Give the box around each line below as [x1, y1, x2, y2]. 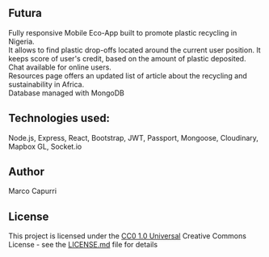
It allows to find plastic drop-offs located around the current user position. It [8, 44, 261, 55]
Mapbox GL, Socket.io [8, 141, 82, 151]
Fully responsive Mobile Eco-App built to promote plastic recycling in [8, 27, 237, 37]
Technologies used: [8, 112, 111, 125]
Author [8, 165, 44, 179]
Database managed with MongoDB [8, 88, 125, 98]
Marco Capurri [8, 186, 57, 196]
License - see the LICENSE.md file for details [8, 240, 158, 250]
